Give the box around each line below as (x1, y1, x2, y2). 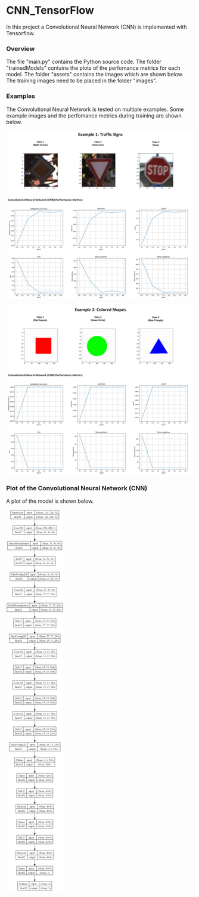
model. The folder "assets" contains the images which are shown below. (6, 71, 184, 78)
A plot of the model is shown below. (6, 497, 94, 505)
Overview (6, 44, 35, 52)
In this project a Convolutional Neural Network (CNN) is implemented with (6, 23, 187, 30)
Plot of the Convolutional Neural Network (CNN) (6, 484, 148, 493)
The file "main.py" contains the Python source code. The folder (6, 58, 162, 66)
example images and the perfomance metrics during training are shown (6, 112, 182, 119)
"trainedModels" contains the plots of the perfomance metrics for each (6, 64, 181, 72)
